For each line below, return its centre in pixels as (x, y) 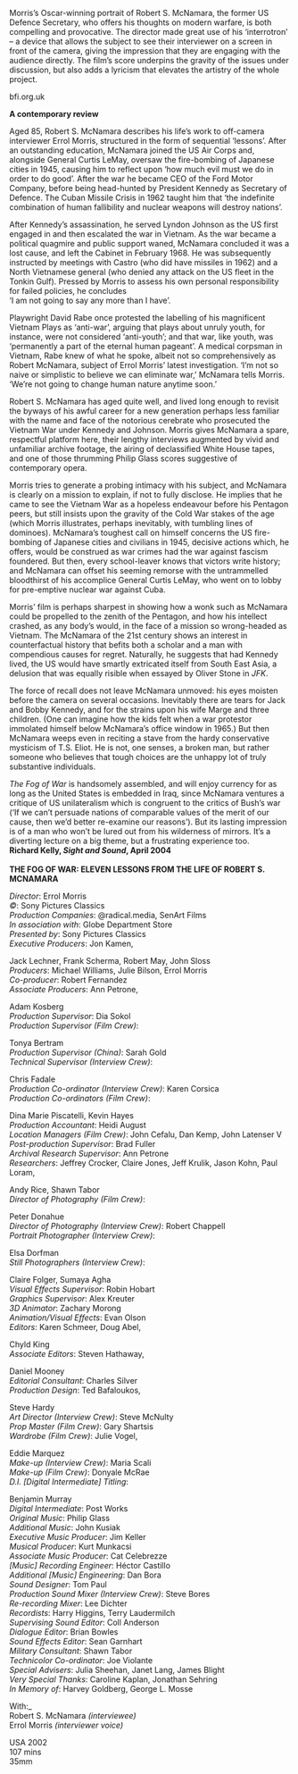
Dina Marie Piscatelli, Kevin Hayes (71, 1115)
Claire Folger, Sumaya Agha (60, 1280)
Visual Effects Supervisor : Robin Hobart (82, 1289)
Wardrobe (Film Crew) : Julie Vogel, (74, 1436)
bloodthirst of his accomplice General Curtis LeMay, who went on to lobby (145, 580)
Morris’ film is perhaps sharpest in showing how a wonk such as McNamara (149, 607)
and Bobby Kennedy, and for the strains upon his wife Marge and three (139, 710)
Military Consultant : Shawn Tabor (71, 1651)
